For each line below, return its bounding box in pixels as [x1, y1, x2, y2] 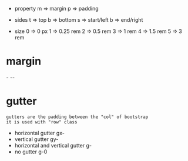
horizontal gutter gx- [14, 129, 65, 136]
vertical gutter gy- [14, 135, 59, 143]
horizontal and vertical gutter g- [14, 142, 92, 149]
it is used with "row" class [6, 119, 78, 125]
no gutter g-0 [14, 148, 48, 155]
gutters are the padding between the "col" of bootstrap [6, 114, 149, 120]
